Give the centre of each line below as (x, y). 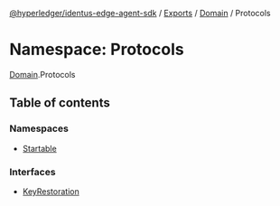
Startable (39, 148)
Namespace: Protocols (97, 50)
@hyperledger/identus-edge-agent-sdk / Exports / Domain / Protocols (140, 13)
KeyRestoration (51, 191)
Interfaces (33, 172)
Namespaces (39, 128)
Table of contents (60, 103)
